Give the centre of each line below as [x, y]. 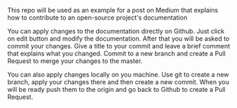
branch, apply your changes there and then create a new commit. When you [118, 82]
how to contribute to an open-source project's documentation [97, 18]
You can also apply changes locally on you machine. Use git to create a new [118, 74]
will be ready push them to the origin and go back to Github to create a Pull [116, 89]
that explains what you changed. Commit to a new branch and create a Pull [117, 53]
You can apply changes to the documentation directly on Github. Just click [116, 31]
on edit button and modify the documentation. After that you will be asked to [118, 39]
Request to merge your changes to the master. [75, 61]
